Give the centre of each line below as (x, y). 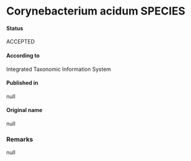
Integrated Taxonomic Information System (59, 69)
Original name (24, 110)
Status (15, 28)
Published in (22, 83)
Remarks (20, 139)
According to (23, 55)
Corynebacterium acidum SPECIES (96, 11)
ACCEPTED (21, 42)
